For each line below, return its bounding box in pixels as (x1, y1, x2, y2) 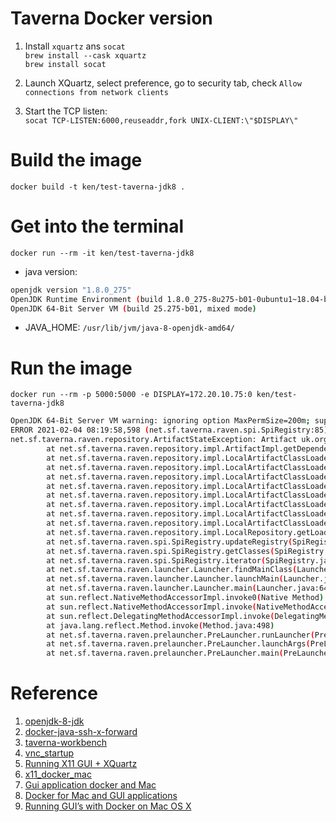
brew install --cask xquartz (24, 50, 147, 61)
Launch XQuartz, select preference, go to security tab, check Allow (24, 77, 302, 89)
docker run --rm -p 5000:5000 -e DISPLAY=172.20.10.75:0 (10, 390, 253, 400)
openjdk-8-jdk (24, 715, 85, 727)
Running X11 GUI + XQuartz (24, 758, 138, 770)
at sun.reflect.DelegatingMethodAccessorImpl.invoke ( (46, 611, 275, 621)
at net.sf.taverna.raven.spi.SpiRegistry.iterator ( (46, 555, 267, 566)
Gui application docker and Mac (24, 779, 157, 791)
